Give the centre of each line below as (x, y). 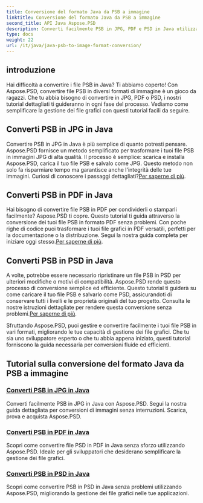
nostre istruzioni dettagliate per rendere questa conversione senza (89, 307)
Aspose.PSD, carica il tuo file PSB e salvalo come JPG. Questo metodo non (100, 163)
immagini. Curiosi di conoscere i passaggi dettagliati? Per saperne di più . (96, 176)
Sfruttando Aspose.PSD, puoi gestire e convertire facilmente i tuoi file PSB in (101, 326)
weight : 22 (20, 40)
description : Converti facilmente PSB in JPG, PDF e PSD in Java (90, 29)
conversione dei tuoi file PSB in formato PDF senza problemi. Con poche (96, 222)
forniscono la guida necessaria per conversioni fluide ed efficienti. (89, 345)
